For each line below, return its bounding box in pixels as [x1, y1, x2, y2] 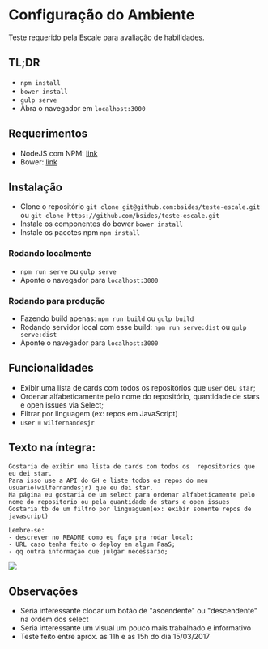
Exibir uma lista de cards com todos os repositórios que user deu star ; [19, 382, 257, 392]
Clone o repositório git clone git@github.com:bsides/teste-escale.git [19, 202, 261, 211]
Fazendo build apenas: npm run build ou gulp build [19, 314, 194, 323]
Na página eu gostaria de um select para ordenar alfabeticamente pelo [8, 490, 255, 499]
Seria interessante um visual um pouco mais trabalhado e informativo [19, 623, 252, 633]
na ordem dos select [19, 614, 89, 625]
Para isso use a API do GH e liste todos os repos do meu [8, 476, 208, 485]
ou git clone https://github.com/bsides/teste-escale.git [19, 211, 220, 220]
